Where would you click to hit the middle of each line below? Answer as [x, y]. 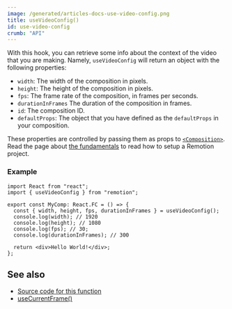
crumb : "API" [26, 33]
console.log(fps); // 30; [51, 229]
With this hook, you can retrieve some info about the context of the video [112, 53]
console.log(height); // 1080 [57, 223]
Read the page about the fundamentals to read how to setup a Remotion [111, 146]
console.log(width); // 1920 [56, 216]
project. [18, 154]
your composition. [43, 125]
